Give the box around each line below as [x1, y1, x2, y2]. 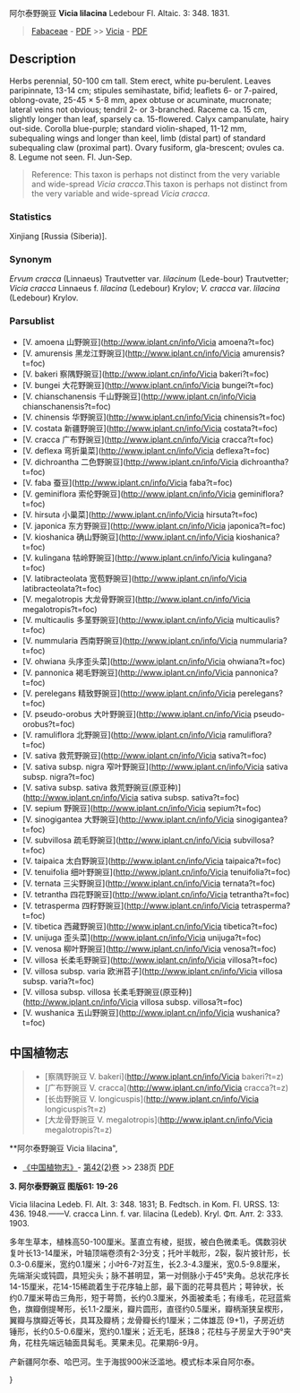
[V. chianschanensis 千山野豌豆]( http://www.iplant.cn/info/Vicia [21, 391, 257, 402]
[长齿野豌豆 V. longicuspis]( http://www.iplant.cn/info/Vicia [44, 1093, 260, 1104]
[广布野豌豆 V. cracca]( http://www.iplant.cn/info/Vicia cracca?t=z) [44, 1082, 289, 1093]
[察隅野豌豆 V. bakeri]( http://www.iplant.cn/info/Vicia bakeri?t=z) [44, 1070, 284, 1082]
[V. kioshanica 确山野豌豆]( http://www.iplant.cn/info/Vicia [21, 532, 235, 542]
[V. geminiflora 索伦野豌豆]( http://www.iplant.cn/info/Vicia [21, 488, 236, 499]
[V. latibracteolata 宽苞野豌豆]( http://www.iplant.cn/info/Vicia [21, 573, 248, 584]
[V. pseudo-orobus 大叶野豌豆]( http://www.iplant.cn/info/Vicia [21, 708, 253, 719]
